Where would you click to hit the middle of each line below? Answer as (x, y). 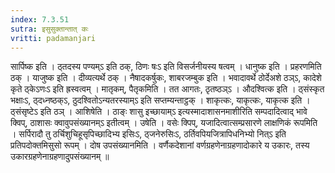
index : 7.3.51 (40, 19)
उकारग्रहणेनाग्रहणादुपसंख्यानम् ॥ (60, 157)
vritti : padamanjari (53, 38)
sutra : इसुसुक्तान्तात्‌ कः (49, 29)
